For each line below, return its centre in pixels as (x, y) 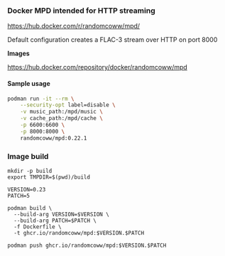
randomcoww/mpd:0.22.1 (54, 138)
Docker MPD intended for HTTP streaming (81, 11)
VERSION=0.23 (27, 189)
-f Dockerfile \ (38, 227)
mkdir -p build (30, 171)
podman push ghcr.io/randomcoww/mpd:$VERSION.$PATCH (87, 245)
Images (18, 54)
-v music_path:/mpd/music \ (61, 112)
